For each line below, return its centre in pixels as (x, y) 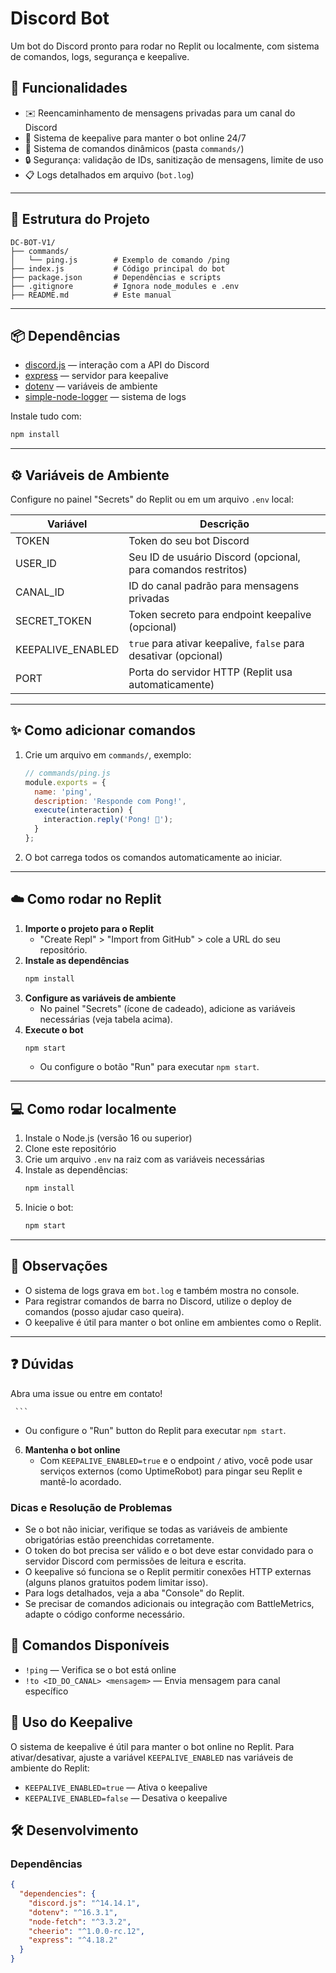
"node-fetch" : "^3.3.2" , (80, 1922)
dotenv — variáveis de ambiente (91, 386)
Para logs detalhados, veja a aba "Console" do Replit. (134, 1593)
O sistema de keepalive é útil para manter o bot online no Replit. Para (152, 1746)
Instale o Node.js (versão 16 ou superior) (108, 1138)
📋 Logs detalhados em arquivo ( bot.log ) (109, 174)
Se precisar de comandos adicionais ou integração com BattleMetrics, (169, 1603)
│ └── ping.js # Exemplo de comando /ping (120, 260)
